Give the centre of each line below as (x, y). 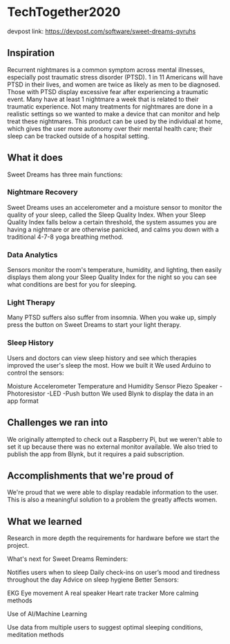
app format (23, 401)
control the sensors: (36, 373)
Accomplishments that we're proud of (90, 475)
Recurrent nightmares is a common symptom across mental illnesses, (106, 69)
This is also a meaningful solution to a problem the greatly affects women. (112, 500)
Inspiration (31, 53)
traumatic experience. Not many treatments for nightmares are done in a (110, 106)
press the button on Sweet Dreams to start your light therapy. (94, 325)
